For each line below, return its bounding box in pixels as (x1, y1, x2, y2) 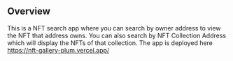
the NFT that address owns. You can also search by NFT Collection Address (7, 31, 226, 40)
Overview (7, 6, 51, 17)
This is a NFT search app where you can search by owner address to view (7, 24, 221, 32)
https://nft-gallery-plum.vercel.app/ (7, 46, 110, 54)
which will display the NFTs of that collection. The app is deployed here (7, 38, 213, 47)
